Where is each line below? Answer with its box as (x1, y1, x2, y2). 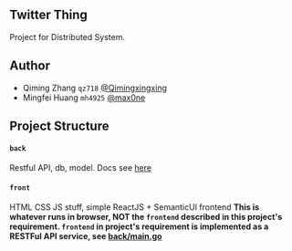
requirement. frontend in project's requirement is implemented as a (9, 221, 269, 232)
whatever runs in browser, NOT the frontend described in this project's (9, 212, 283, 223)
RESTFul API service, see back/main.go (9, 231, 162, 242)
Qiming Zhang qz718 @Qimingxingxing (22, 82, 167, 93)
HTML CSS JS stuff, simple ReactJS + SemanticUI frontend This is (9, 202, 260, 213)
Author (9, 58, 50, 74)
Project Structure (9, 119, 109, 134)
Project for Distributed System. (9, 31, 126, 42)
